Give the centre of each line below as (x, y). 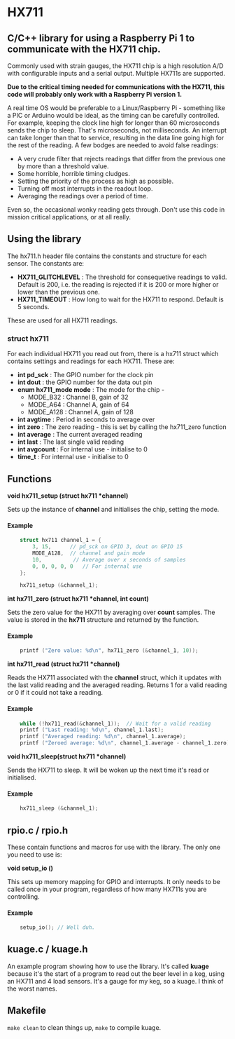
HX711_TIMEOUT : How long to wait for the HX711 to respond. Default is (120, 299)
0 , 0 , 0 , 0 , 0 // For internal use (87, 566)
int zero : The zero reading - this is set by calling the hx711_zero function (122, 427)
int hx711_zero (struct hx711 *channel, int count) (78, 599)
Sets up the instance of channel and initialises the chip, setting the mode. (113, 509)
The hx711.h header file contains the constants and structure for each (107, 256)
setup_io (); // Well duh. (58, 928)
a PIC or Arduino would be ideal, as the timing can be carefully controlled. (113, 115)
